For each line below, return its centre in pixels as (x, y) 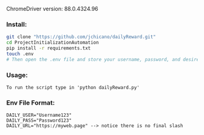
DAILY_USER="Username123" (39, 115)
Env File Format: (31, 102)
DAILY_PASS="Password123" (39, 120)
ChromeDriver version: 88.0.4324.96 (52, 9)
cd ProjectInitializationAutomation (53, 43)
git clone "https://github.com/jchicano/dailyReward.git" (81, 37)
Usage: (17, 75)
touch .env (20, 54)
